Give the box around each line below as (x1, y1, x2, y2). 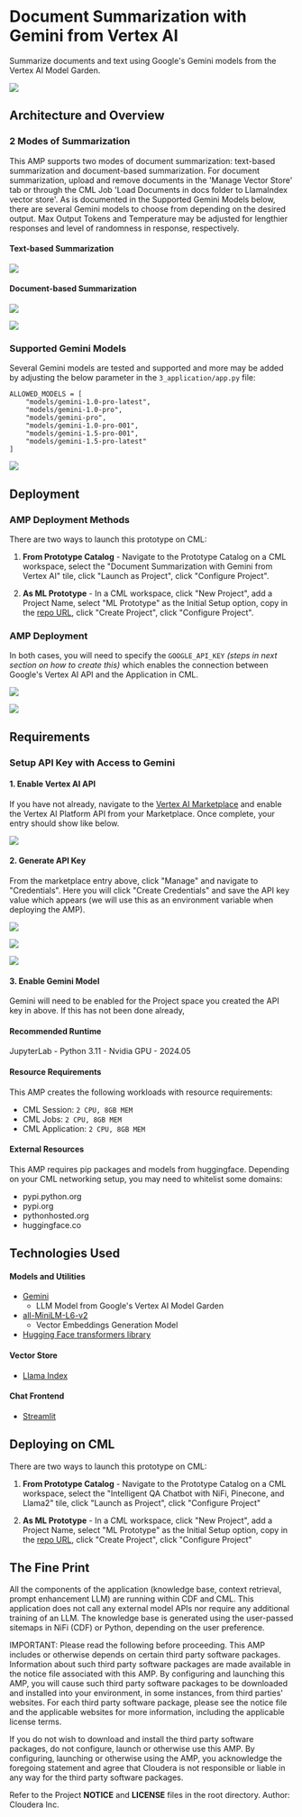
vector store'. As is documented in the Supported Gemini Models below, (9, 194, 276, 205)
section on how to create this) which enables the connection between (9, 660, 269, 671)
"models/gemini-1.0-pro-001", (25, 421, 140, 430)
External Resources (9, 1143, 85, 1155)
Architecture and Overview (9, 108, 165, 124)
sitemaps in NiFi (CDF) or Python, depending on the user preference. (9, 1622, 265, 1633)
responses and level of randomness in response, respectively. (9, 223, 240, 234)
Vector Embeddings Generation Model (35, 1319, 178, 1331)
